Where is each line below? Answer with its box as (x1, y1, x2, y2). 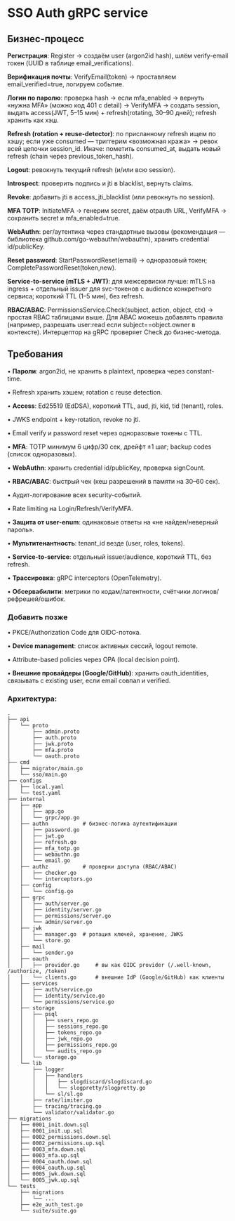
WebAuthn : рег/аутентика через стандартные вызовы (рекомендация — (7, 227, 226, 236)
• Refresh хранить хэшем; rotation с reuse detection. (7, 388, 163, 396)
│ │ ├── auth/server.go (7, 900, 90, 907)
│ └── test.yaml (7, 790, 61, 797)
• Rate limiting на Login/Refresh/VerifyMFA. (7, 504, 133, 513)
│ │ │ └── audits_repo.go (7, 1048, 102, 1055)
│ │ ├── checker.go (7, 869, 77, 877)
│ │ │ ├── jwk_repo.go (7, 1036, 93, 1043)
